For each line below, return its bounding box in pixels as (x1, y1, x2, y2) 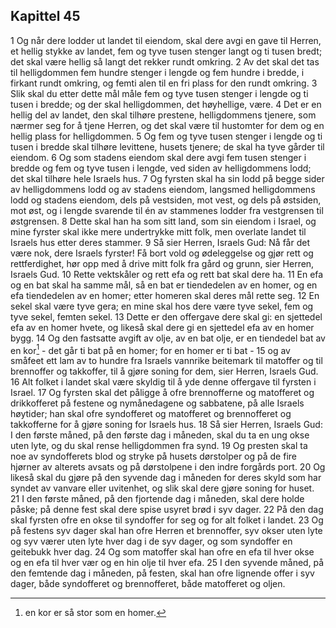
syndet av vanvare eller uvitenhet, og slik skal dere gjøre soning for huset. (10, 482, 315, 494)
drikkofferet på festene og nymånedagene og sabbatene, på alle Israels (10, 397, 305, 409)
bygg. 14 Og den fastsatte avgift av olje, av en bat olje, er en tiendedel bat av (10, 332, 326, 344)
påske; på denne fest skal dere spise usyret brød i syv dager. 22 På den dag (10, 504, 324, 516)
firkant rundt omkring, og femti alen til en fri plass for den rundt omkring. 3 (10, 77, 318, 89)
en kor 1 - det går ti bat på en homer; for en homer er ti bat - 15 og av (10, 342, 291, 356)
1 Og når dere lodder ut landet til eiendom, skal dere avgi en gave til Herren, (10, 34, 322, 46)
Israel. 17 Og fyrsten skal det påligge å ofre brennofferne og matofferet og (10, 387, 315, 399)
